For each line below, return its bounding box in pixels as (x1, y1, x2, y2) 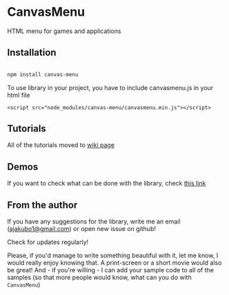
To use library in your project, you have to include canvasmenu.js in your (7, 83, 214, 91)
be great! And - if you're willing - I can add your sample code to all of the (7, 266, 214, 274)
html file (7, 91, 30, 99)
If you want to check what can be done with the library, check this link (7, 179, 206, 188)
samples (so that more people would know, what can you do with (7, 273, 192, 282)
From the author (7, 199, 78, 210)
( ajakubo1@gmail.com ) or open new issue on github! (7, 225, 157, 233)
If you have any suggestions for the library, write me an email (7, 217, 181, 226)
